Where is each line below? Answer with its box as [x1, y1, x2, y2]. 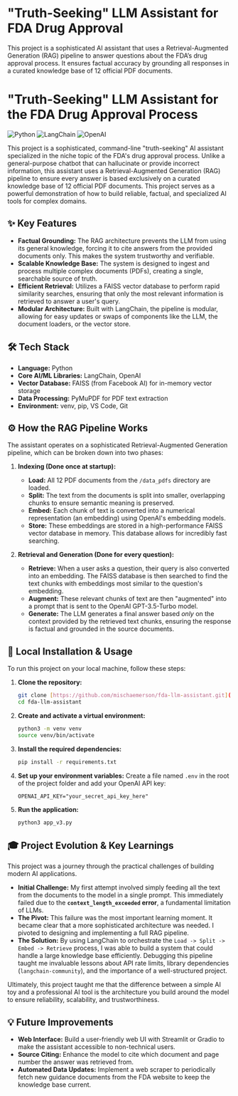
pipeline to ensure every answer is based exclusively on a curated [7, 174, 200, 182]
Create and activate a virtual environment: [17, 711, 146, 720]
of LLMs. [17, 906, 44, 914]
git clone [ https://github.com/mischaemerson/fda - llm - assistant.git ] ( [17, 692, 232, 699]
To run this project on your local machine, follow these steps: [7, 664, 186, 673]
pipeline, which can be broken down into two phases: [7, 449, 163, 457]
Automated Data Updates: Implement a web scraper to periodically [17, 1065, 216, 1073]
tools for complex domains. [7, 197, 87, 205]
